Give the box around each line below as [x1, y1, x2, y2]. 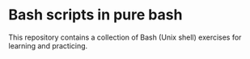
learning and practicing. [8, 40, 88, 50]
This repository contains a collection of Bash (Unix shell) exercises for [8, 32, 242, 42]
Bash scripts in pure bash [8, 6, 183, 24]
